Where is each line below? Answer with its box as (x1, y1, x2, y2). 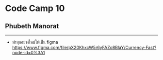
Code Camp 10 (5, 3, 65, 14)
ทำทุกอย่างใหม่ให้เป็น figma (12, 39, 58, 45)
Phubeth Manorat (5, 22, 59, 30)
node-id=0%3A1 (12, 50, 45, 55)
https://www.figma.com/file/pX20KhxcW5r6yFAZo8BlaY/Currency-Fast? (12, 45, 157, 50)
